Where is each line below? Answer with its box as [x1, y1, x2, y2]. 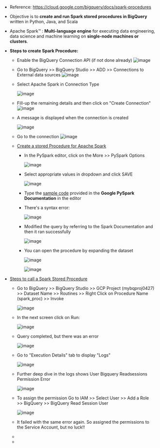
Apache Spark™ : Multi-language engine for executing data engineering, [9, 28, 155, 34]
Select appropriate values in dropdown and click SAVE [24, 171, 133, 177]
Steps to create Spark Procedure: [9, 48, 79, 54]
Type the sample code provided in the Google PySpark [24, 190, 135, 196]
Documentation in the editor [24, 196, 81, 201]
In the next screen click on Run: [16, 315, 80, 320]
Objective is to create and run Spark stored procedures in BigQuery [9, 14, 147, 19]
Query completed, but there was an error [16, 333, 99, 339]
